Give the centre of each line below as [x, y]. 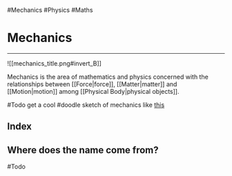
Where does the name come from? [83, 150]
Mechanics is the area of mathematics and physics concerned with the [108, 77]
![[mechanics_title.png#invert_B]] [55, 63]
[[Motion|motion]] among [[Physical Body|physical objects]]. [93, 91]
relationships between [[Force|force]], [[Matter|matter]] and [92, 84]
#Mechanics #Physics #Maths [50, 10]
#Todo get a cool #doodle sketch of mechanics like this [86, 105]
